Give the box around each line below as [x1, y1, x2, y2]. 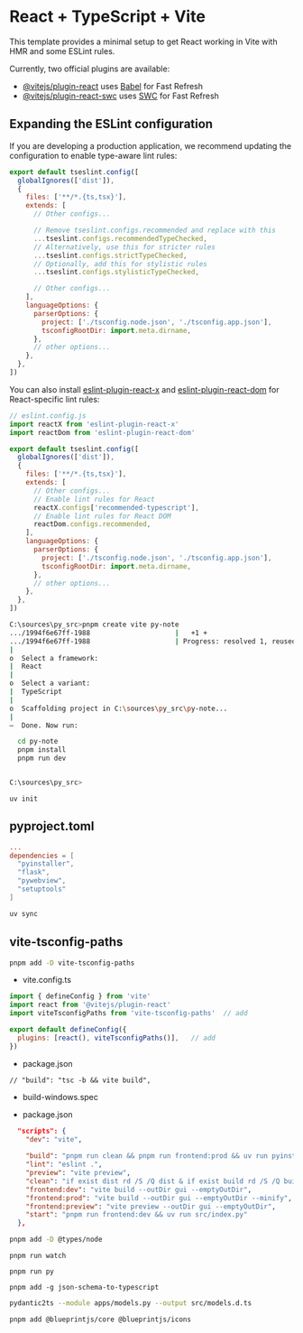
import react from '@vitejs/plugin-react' [9, 1000, 171, 1010]
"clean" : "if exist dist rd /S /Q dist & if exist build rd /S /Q [25, 1176, 280, 1186]
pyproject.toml [9, 819, 95, 834]
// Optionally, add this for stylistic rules [32, 259, 207, 268]
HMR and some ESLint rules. [9, 45, 115, 56]
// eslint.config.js [9, 411, 87, 421]
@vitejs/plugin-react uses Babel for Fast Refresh [22, 80, 204, 91]
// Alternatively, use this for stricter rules [32, 242, 216, 252]
